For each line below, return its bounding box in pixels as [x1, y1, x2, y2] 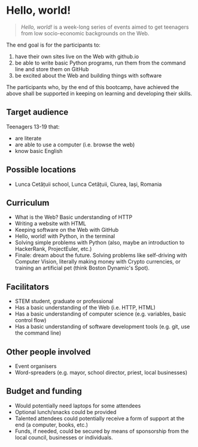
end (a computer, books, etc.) [14, 421, 89, 428]
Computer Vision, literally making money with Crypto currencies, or [14, 258, 181, 265]
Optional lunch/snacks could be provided [14, 408, 117, 415]
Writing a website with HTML [14, 220, 87, 227]
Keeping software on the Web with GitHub [14, 226, 119, 234]
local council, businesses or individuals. [14, 434, 113, 441]
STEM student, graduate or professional [14, 298, 114, 305]
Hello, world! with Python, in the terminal [14, 232, 115, 240]
